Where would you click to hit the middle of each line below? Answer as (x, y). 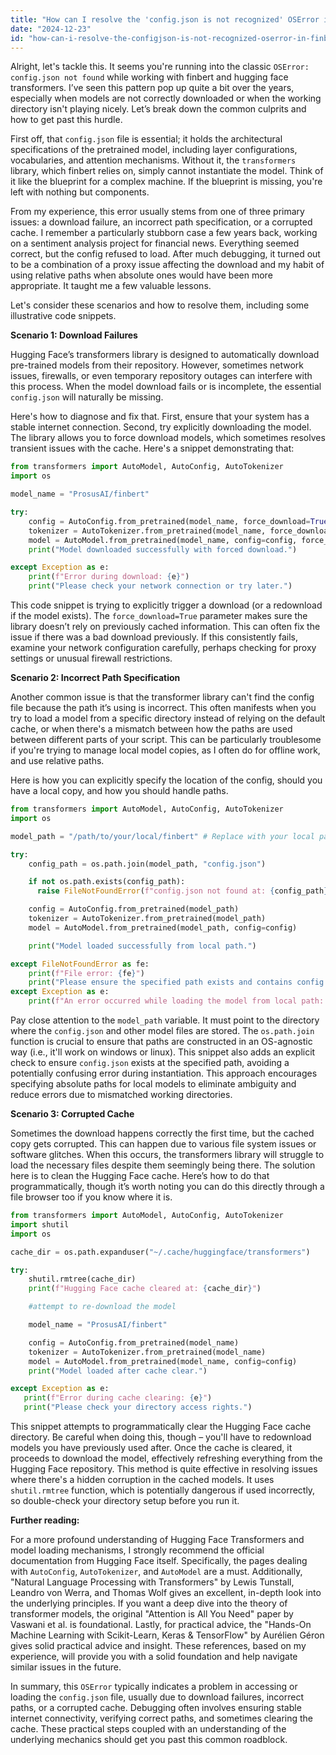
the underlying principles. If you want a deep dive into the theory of (149, 1603)
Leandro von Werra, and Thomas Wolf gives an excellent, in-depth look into (166, 1592)
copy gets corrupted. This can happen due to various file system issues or (163, 1144)
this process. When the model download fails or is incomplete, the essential (166, 387)
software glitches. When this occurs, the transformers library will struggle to (167, 1154)
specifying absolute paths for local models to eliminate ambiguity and (153, 1084)
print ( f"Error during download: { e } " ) (109, 577)
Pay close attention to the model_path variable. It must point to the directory (165, 1020)
